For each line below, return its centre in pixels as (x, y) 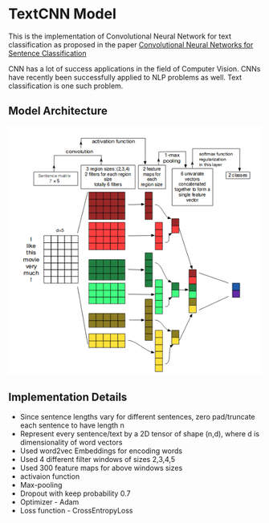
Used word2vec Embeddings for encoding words (101, 451)
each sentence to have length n (72, 425)
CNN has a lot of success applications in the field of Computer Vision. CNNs (134, 68)
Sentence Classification (47, 53)
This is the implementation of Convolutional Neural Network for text (120, 36)
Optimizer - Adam (49, 501)
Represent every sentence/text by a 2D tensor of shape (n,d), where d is (139, 433)
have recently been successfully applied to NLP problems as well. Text (125, 77)
